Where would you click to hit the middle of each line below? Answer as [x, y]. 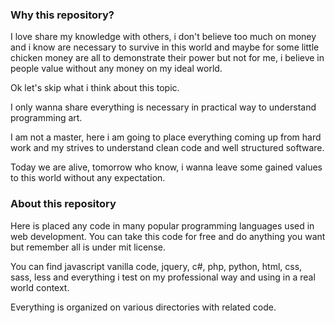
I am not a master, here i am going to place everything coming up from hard [166, 137]
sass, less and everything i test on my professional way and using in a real [163, 277]
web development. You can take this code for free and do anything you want [168, 236]
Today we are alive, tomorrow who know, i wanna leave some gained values [166, 167]
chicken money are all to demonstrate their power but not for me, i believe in [167, 58]
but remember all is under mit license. [88, 247]
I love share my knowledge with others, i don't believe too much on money [163, 37]
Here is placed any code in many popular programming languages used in [162, 225]
